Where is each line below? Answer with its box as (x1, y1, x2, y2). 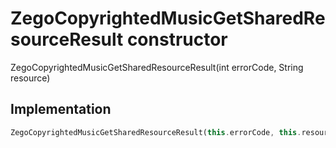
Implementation (10, 101, 112, 118)
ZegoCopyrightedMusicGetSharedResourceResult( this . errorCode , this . (10, 127, 302, 137)
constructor (126, 28, 228, 51)
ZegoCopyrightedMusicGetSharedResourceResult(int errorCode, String (10, 61, 304, 73)
